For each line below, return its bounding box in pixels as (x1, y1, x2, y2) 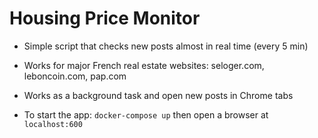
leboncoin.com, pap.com (23, 70, 127, 82)
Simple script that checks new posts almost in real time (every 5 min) (23, 40, 309, 52)
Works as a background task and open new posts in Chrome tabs (23, 89, 294, 101)
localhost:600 (23, 119, 83, 129)
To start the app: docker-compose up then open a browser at (23, 108, 269, 121)
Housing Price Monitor (9, 7, 201, 30)
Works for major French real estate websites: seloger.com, (23, 59, 265, 71)
